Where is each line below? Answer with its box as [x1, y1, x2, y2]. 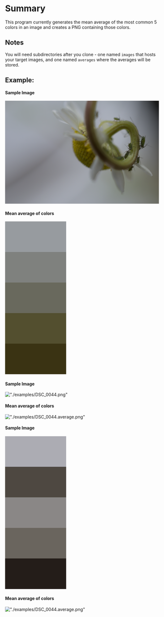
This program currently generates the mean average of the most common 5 [5, 19, 157, 25]
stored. [5, 62, 20, 67]
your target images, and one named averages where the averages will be [5, 57, 151, 63]
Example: [5, 76, 34, 85]
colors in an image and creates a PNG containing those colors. [5, 24, 131, 30]
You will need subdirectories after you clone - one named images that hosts [5, 51, 156, 57]
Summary [5, 3, 45, 14]
